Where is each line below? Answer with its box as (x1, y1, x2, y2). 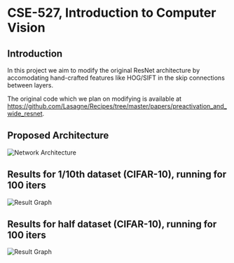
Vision (7, 20, 46, 36)
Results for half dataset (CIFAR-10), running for (7, 218, 217, 230)
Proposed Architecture (7, 129, 109, 141)
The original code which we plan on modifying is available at (7, 94, 182, 103)
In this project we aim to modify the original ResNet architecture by (7, 66, 200, 74)
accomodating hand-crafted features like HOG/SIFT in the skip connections (7, 73, 226, 82)
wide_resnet (7, 110, 43, 118)
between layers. (7, 81, 54, 89)
